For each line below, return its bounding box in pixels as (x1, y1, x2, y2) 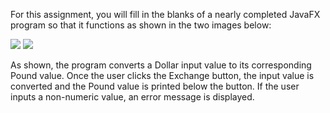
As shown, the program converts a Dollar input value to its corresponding (10, 59, 312, 71)
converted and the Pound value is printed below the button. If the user (10, 80, 300, 92)
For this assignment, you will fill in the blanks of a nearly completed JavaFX (10, 9, 321, 20)
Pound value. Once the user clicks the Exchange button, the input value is (10, 70, 315, 81)
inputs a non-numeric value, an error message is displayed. (10, 91, 255, 103)
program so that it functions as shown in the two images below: (10, 19, 272, 31)
